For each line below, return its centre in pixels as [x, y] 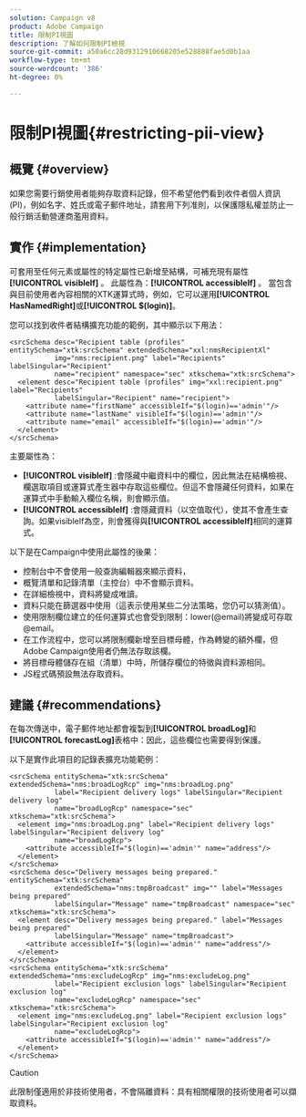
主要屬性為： [33, 456]
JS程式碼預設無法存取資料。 [76, 673]
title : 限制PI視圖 [42, 35]
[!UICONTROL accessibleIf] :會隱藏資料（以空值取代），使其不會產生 [151, 509]
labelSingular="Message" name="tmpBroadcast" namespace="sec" [175, 905]
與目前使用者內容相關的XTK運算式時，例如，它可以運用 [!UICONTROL [140, 294]
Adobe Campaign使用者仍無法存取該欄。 [99, 651]
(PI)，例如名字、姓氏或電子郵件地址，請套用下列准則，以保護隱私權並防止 [148, 204]
